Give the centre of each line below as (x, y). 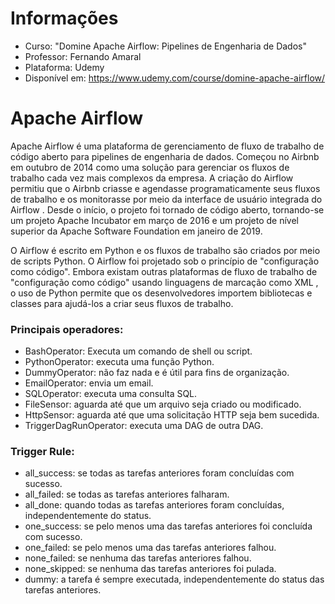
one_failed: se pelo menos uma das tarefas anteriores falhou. (150, 548)
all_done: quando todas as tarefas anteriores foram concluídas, (154, 505)
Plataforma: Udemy (64, 67)
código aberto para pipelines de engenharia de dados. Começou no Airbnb (165, 156)
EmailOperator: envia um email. (89, 383)
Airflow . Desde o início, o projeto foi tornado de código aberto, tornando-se (167, 209)
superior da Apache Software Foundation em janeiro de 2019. (136, 231)
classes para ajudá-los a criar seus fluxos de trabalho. (122, 303)
